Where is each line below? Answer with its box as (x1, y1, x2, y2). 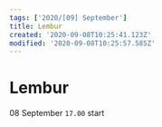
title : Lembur (9, 22, 63, 31)
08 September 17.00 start (9, 108, 105, 119)
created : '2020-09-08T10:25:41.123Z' (9, 30, 152, 39)
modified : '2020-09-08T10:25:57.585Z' (9, 38, 156, 48)
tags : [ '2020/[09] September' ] (9, 13, 128, 23)
